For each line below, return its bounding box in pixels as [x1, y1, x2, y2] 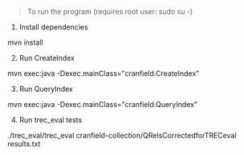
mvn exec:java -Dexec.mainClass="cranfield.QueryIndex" [7, 100, 198, 109]
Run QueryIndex [18, 84, 73, 93]
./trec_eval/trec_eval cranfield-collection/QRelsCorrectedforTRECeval [7, 131, 238, 140]
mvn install [7, 38, 43, 47]
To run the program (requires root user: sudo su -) [26, 7, 193, 16]
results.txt [7, 139, 41, 149]
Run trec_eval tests [18, 115, 83, 125]
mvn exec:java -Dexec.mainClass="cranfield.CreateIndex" [7, 69, 200, 78]
